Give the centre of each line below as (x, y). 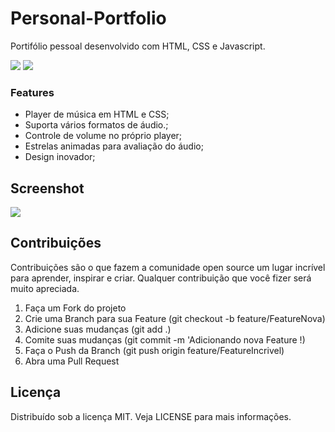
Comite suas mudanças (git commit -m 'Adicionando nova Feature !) (165, 339)
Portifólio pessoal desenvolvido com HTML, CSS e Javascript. (138, 46)
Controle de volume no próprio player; (103, 136)
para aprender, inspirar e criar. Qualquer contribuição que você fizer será (161, 278)
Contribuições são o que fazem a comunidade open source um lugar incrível (168, 267)
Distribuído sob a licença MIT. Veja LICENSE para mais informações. (151, 416)
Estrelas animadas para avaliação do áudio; (114, 146)
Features (32, 92)
